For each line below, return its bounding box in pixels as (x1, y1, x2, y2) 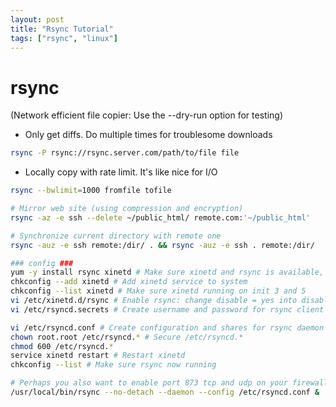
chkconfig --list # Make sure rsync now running (10, 360, 217, 370)
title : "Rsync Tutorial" (10, 24, 114, 34)
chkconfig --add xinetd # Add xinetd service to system (10, 277, 248, 287)
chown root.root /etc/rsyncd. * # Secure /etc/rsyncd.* (10, 332, 244, 342)
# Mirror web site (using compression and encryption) (10, 204, 244, 214)
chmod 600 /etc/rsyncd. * (10, 341, 114, 351)
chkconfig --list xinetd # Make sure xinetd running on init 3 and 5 (10, 286, 307, 296)
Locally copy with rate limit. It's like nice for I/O (24, 166, 218, 178)
